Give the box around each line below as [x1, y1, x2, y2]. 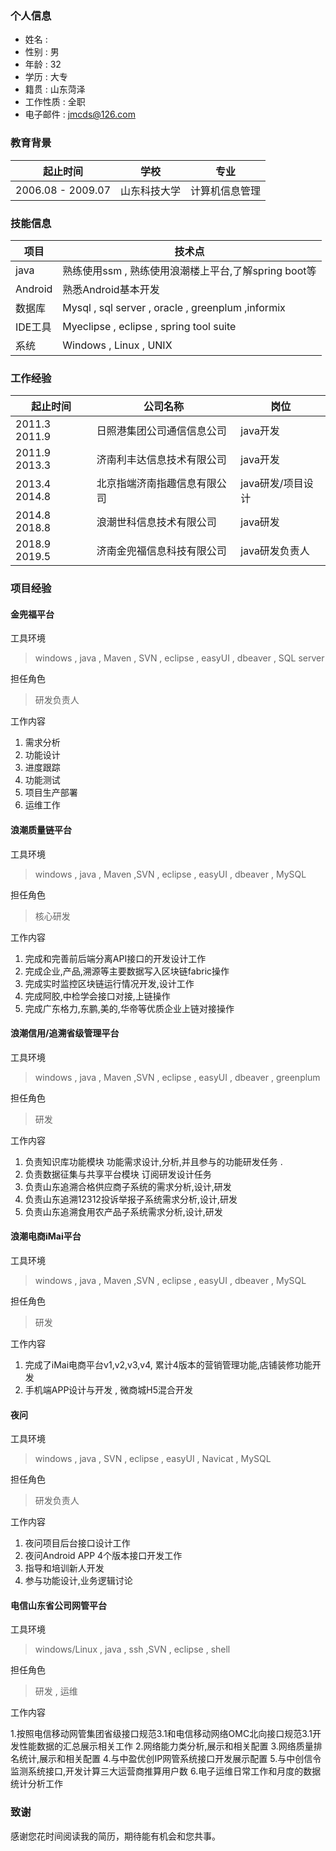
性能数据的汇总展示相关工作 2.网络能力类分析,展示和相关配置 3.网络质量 [18, 1740, 314, 1752]
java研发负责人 [240, 544, 310, 558]
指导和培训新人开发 [24, 1562, 105, 1574]
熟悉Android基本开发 [62, 282, 160, 296]
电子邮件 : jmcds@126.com [24, 108, 136, 121]
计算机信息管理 [190, 183, 262, 197]
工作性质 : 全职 [24, 96, 86, 108]
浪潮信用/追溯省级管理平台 [10, 1027, 120, 1039]
